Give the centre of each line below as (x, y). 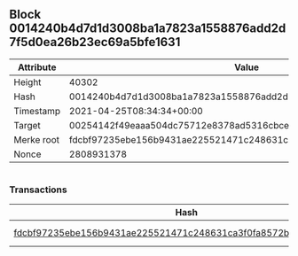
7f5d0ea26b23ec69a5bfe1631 (95, 42)
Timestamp (37, 111)
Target (27, 125)
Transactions (39, 190)
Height (27, 81)
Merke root (37, 139)
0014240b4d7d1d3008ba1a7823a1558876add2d (148, 29)
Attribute (37, 67)
